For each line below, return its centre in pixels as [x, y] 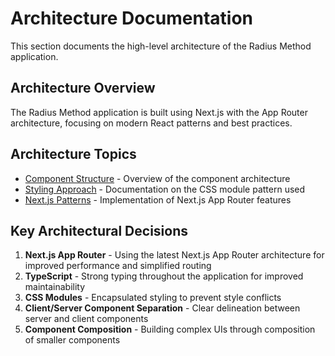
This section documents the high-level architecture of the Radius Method [161, 46]
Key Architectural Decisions [99, 230]
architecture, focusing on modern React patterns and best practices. [151, 123]
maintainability [55, 287]
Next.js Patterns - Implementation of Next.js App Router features [158, 199]
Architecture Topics [73, 154]
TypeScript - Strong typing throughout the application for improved [164, 276]
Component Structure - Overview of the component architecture [157, 178]
